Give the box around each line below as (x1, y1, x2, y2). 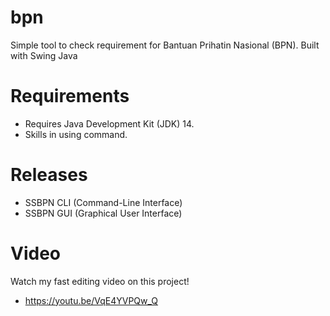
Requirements (10, 85, 130, 108)
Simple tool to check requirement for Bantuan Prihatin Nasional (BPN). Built (10, 39, 320, 51)
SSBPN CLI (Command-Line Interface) (24, 196, 183, 208)
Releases (10, 164, 88, 186)
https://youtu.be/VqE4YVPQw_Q (24, 294, 159, 306)
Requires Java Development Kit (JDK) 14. (24, 117, 195, 130)
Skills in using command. (24, 128, 128, 140)
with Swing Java (10, 49, 78, 61)
